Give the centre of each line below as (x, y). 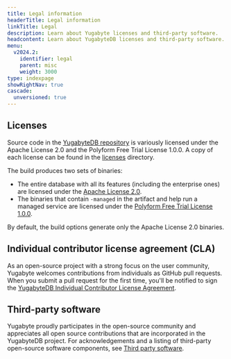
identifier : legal (46, 59)
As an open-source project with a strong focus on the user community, (109, 265)
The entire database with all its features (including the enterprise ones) (119, 184)
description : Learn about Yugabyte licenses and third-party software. (113, 33)
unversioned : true (40, 98)
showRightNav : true (35, 85)
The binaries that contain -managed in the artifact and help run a (107, 199)
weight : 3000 (38, 72)
